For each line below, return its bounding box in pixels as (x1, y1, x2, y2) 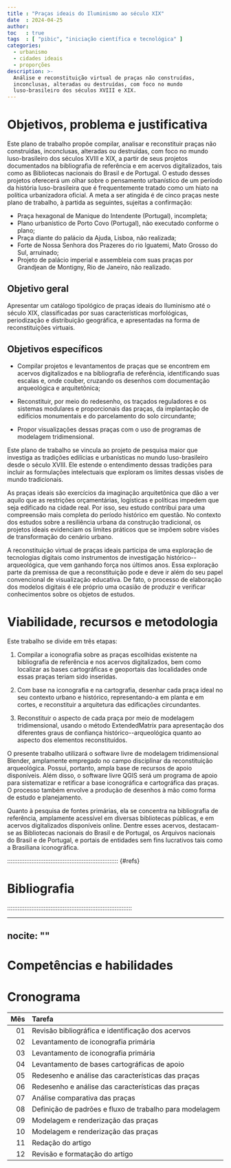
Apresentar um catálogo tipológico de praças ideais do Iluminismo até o (7, 301, 211, 309)
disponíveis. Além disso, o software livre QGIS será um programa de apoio (7, 771, 218, 779)
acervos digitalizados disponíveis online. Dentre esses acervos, (7, 821, 187, 829)
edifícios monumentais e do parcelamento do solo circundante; (16, 411, 197, 420)
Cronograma (7, 989, 80, 1005)
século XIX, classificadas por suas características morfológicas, (7, 309, 188, 317)
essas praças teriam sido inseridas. (16, 672, 118, 681)
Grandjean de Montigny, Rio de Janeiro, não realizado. (16, 263, 172, 271)
